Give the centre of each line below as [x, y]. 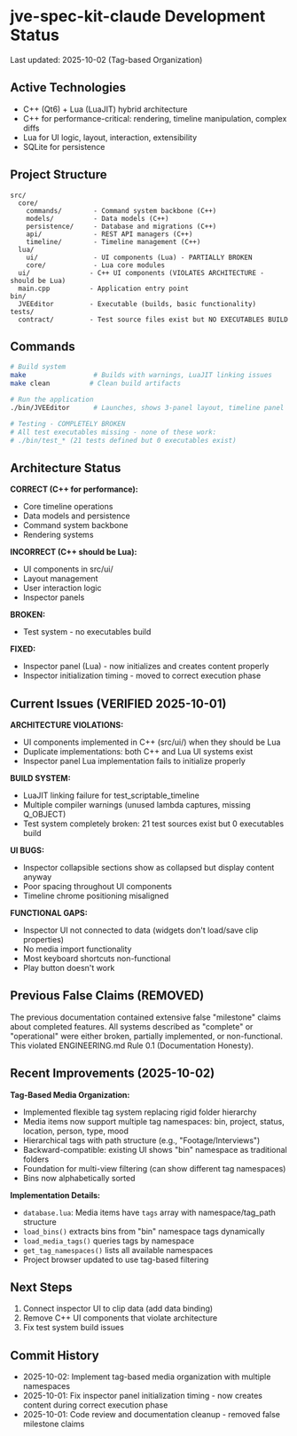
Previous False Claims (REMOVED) [107, 996]
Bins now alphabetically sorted [79, 1178]
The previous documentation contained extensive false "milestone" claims [146, 1017]
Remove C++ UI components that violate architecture [120, 1318]
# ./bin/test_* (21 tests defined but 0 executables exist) [124, 440]
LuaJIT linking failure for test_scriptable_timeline [111, 795]
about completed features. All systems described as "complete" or [132, 1026]
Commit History [55, 1355]
